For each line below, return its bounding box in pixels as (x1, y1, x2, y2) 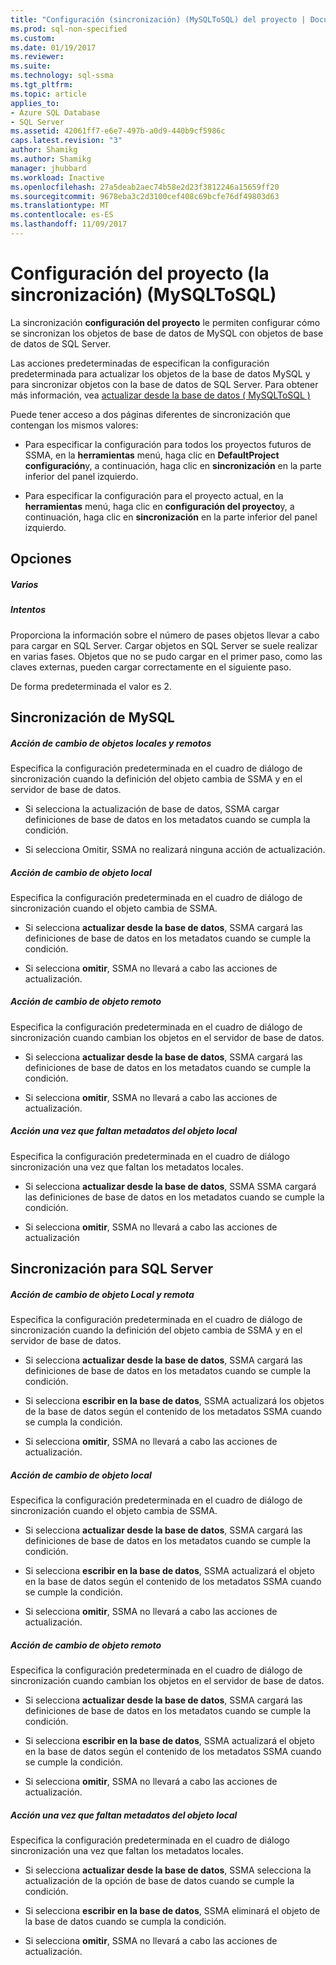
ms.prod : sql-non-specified (10, 24, 128, 34)
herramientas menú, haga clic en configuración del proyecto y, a (24, 500, 295, 512)
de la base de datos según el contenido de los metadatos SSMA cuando (24, 1406, 322, 1418)
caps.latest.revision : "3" (10, 136, 123, 146)
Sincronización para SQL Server (10, 1261, 214, 1278)
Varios (10, 578, 39, 590)
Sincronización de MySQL (10, 709, 175, 726)
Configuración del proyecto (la (10, 262, 270, 285)
